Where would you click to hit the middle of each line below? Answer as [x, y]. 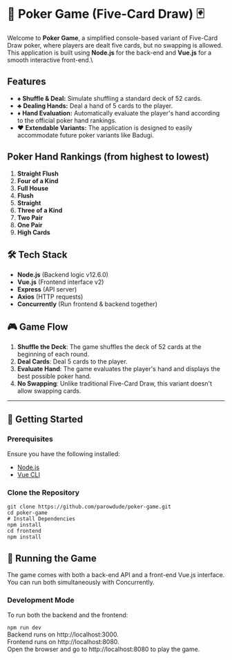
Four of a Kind [38, 180]
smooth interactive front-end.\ [50, 59]
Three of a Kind [40, 210]
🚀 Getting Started [45, 419]
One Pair [30, 225]
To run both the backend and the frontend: [68, 615]
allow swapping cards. [49, 391]
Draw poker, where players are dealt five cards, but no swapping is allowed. [115, 45]
